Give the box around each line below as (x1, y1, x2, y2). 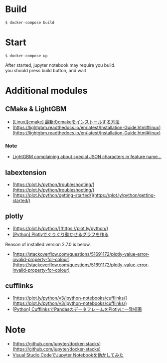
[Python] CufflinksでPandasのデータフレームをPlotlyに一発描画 (12, 306, 142, 312)
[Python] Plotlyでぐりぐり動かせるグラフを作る (12, 231, 109, 237)
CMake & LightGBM (5, 105, 67, 113)
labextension (5, 168, 47, 176)
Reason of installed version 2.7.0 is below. (5, 241, 91, 247)
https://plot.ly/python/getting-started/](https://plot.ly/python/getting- (14, 192, 156, 198)
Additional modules (5, 85, 88, 96)
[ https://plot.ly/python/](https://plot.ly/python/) (12, 225, 109, 231)
